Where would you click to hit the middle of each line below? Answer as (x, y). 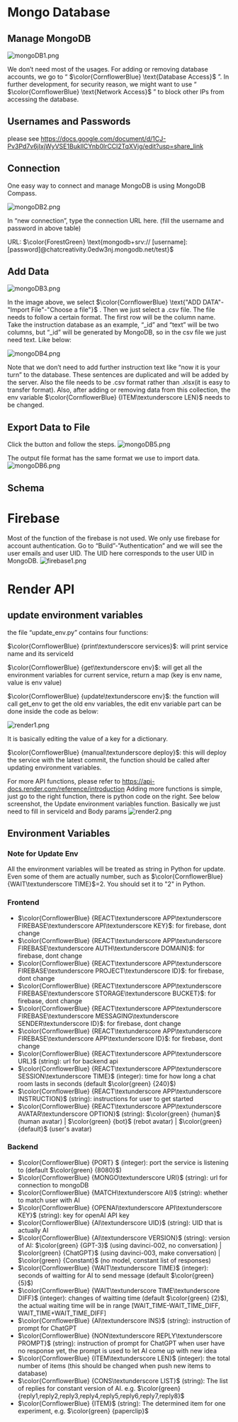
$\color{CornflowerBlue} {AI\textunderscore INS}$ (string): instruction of (124, 1320)
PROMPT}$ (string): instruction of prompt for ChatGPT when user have (121, 1343)
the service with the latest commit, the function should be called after (109, 760)
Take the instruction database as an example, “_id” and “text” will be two (113, 325)
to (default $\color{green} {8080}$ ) (69, 1170)
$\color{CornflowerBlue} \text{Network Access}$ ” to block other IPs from (116, 92)
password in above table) (44, 228)
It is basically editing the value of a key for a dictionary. (88, 738)
